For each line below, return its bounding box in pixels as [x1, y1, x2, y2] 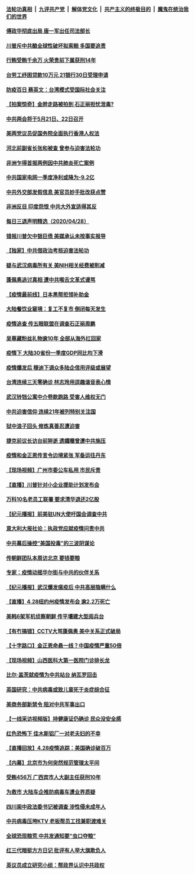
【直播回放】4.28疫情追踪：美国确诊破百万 [6, 744, 111, 752]
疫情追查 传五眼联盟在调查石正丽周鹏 [6, 320, 96, 328]
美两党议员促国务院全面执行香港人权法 [6, 130, 99, 137]
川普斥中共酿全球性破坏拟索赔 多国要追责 [6, 42, 106, 49]
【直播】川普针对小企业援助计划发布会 [6, 481, 99, 488]
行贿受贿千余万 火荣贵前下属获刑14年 [6, 57, 96, 64]
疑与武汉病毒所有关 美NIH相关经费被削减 [6, 261, 105, 268]
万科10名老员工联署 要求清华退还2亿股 [6, 496, 99, 503]
